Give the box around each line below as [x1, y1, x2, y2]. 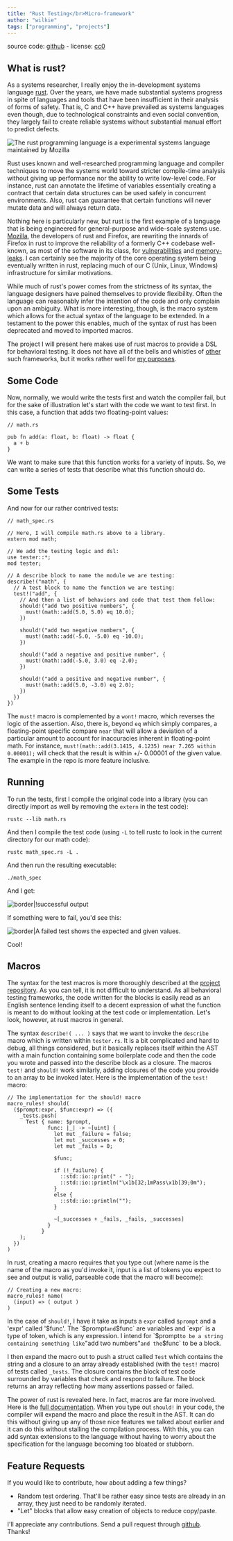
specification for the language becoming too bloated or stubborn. [7, 1440, 194, 1449]
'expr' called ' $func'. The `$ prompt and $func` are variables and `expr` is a [7, 1324, 216, 1333]
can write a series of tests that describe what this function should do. [7, 465, 205, 473]
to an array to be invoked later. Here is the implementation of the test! [7, 1073, 209, 1082]
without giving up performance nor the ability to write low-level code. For [7, 174, 216, 183]
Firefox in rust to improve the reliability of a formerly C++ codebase [7, 239, 200, 247]
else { [53, 1192, 73, 1198]
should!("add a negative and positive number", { [19, 651, 166, 658]
